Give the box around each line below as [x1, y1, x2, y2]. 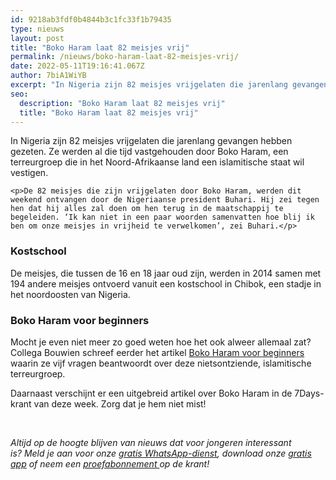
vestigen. [10, 167, 49, 179]
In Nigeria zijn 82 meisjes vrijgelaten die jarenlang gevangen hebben [10, 135, 293, 147]
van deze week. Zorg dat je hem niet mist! [33, 397, 207, 410]
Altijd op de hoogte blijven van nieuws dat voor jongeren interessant [10, 436, 292, 448]
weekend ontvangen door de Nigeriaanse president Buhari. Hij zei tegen [10, 195, 320, 205]
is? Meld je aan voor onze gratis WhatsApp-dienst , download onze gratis [10, 447, 312, 459]
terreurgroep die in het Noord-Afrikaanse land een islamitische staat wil [10, 156, 305, 168]
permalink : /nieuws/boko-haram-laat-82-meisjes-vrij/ [10, 52, 240, 62]
